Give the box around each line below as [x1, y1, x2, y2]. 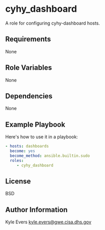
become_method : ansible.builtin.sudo [10, 153, 90, 158]
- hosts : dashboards [5, 144, 49, 149]
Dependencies [5, 92, 52, 100]
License [5, 177, 31, 185]
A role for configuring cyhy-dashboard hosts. [5, 20, 100, 26]
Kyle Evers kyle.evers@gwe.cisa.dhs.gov [5, 219, 92, 225]
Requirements [5, 35, 51, 44]
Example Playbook [5, 120, 65, 129]
